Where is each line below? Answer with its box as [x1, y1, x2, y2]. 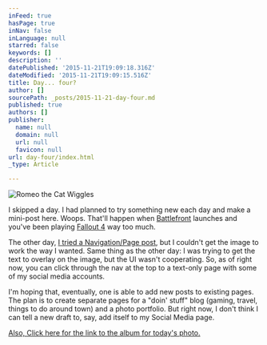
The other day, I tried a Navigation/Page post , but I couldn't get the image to [8, 238, 259, 247]
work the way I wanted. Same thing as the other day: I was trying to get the [8, 246, 256, 256]
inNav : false [8, 26, 52, 34]
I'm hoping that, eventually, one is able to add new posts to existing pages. [8, 287, 254, 297]
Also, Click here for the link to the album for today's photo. [8, 328, 201, 338]
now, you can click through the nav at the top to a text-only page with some [8, 263, 257, 273]
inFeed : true [8, 11, 52, 20]
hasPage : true [8, 19, 56, 27]
